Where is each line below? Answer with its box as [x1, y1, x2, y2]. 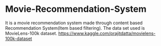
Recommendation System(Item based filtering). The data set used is [5, 25, 145, 31]
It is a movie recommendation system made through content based [5, 20, 143, 26]
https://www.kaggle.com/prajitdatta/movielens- [58, 30, 156, 36]
